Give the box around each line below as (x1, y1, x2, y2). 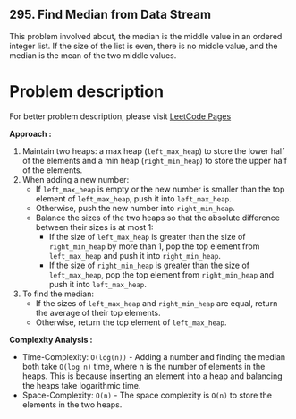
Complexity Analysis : (9, 334, 93, 345)
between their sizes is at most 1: (35, 221, 154, 232)
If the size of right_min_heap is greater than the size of (48, 260, 250, 270)
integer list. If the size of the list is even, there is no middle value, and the (9, 40, 278, 51)
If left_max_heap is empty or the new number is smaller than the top (35, 184, 285, 194)
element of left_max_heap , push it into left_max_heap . (35, 192, 233, 204)
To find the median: (21, 288, 94, 299)
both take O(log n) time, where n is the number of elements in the (21, 361, 266, 372)
